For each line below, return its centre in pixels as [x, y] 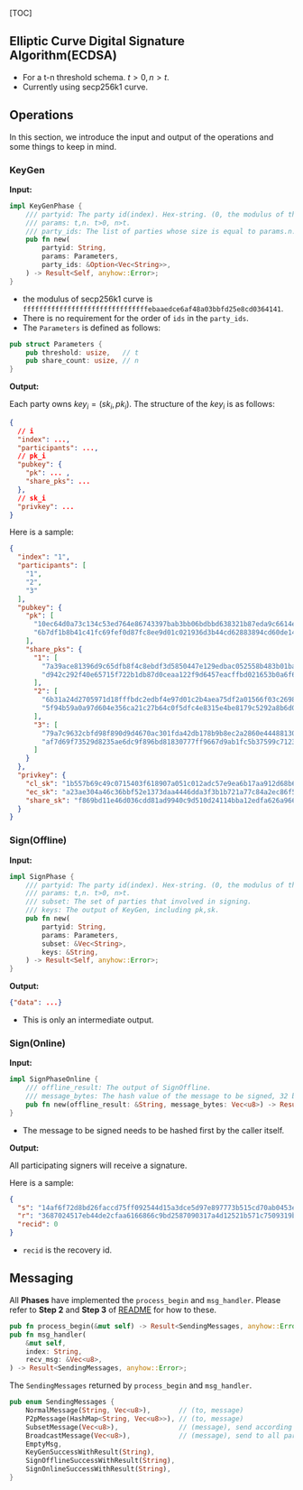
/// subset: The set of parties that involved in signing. [139, 902]
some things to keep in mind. [63, 146]
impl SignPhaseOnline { [54, 1079]
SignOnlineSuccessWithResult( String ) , [98, 1469]
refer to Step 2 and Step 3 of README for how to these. [113, 1310]
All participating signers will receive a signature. [98, 1165]
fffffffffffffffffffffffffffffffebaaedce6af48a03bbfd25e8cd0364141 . [153, 308]
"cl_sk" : [42, 783]
